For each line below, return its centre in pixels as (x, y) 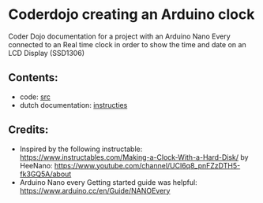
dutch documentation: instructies (73, 105)
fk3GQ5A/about (45, 174)
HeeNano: (36, 165)
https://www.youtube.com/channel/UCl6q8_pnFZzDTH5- (147, 165)
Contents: (33, 78)
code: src (35, 97)
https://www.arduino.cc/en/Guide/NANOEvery (95, 190)
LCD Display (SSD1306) (47, 53)
